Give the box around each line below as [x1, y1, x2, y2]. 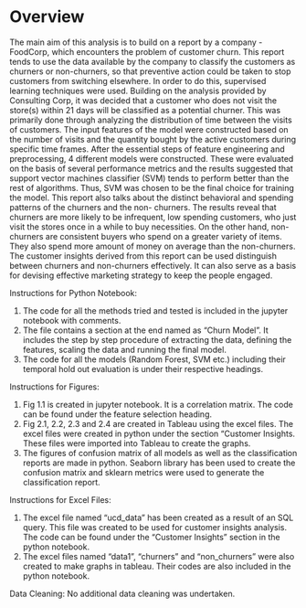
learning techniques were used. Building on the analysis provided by [9, 85, 267, 96]
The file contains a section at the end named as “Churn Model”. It [22, 325, 269, 336]
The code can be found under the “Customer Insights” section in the [22, 531, 280, 542]
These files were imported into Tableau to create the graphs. [22, 437, 251, 449]
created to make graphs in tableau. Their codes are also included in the [22, 560, 291, 571]
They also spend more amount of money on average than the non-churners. [9, 240, 296, 251]
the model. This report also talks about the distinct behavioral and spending [9, 192, 294, 203]
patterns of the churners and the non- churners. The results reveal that [9, 201, 277, 212]
